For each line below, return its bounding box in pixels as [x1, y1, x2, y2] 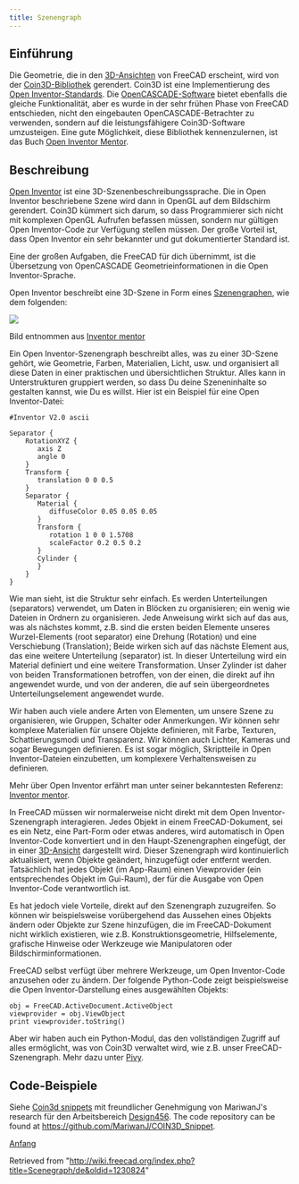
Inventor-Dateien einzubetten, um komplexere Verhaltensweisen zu [9, 754, 257, 764]
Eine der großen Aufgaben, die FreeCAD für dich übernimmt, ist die [9, 251, 256, 262]
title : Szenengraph [9, 13, 82, 22]
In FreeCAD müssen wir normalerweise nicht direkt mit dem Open [9, 807, 250, 818]
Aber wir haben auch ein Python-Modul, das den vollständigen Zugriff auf [9, 1033, 281, 1043]
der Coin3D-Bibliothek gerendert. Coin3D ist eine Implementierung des [9, 80, 270, 90]
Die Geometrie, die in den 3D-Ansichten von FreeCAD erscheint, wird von [9, 70, 279, 81]
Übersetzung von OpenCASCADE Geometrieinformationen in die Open [9, 260, 269, 271]
